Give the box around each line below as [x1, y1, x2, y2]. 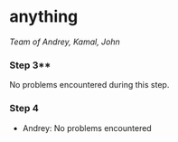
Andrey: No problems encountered [22, 122, 152, 133]
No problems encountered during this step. [9, 80, 170, 90]
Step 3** [9, 59, 52, 71]
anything [9, 6, 79, 27]
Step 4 [9, 102, 39, 115]
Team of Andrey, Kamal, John [9, 36, 120, 47]
